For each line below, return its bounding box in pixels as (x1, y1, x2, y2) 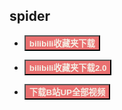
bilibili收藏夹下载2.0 (28, 62, 107, 73)
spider (9, 8, 51, 25)
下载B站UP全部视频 (28, 87, 106, 98)
